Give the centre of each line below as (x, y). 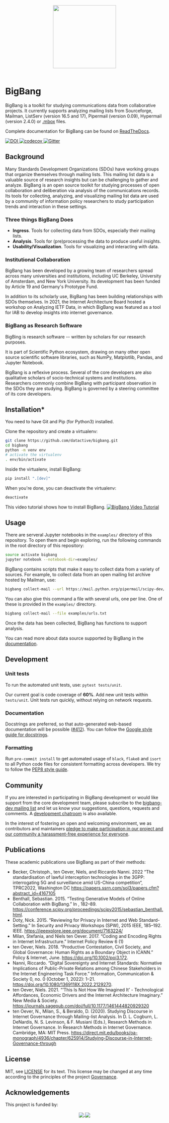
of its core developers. (28, 394)
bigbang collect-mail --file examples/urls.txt (56, 613)
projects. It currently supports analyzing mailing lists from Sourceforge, (79, 110)
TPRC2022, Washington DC (41, 888)
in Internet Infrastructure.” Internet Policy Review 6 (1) (68, 941)
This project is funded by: (32, 1105)
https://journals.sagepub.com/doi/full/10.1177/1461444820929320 (81, 1005)
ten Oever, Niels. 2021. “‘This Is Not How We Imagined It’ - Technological (88, 990)
